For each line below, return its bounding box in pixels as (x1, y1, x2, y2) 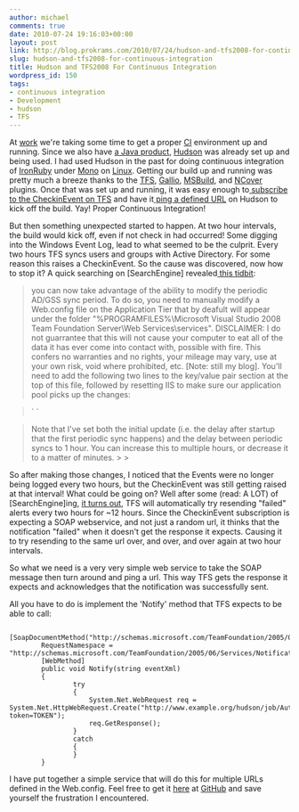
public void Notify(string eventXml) (41, 665, 181, 674)
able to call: (9, 608, 52, 619)
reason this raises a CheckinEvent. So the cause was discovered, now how (9, 258, 284, 269)
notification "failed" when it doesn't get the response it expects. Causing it (9, 527, 283, 537)
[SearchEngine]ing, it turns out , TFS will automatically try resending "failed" (9, 498, 287, 509)
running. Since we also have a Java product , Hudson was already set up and (9, 146, 290, 157)
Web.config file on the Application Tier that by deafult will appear (30, 304, 271, 315)
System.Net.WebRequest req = (88, 696, 198, 705)
